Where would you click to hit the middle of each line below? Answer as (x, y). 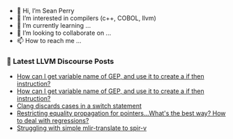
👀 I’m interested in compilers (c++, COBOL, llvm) (86, 18)
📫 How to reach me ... (49, 41)
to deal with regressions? (53, 121)
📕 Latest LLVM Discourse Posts (60, 61)
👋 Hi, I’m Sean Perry (45, 11)
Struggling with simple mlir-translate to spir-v (82, 128)
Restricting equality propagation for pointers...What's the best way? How (121, 113)
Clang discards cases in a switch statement (79, 106)
